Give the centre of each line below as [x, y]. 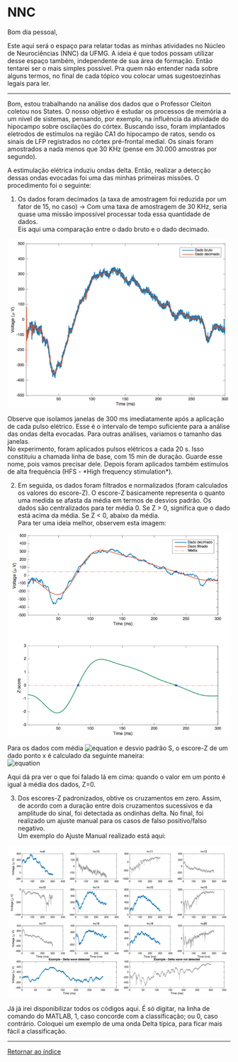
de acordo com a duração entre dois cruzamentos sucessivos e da [115, 806]
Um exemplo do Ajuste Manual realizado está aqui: [92, 836]
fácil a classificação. [37, 1031]
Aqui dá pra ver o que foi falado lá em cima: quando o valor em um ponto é [117, 777]
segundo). [22, 156]
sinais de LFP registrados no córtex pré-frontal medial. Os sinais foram [110, 141]
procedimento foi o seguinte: [50, 185]
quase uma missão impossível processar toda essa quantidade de [114, 214]
